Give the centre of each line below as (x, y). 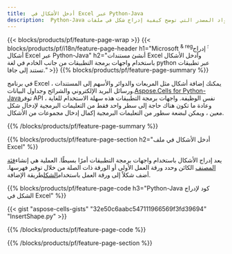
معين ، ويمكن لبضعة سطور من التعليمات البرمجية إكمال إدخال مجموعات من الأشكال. (116, 113)
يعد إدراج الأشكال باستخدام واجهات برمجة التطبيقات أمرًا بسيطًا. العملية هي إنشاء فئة (115, 160)
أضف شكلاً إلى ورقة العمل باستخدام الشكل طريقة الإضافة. (79, 175)
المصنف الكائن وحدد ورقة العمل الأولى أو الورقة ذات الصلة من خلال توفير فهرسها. (112, 168)
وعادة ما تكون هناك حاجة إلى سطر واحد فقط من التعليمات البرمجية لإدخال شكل (109, 106)
